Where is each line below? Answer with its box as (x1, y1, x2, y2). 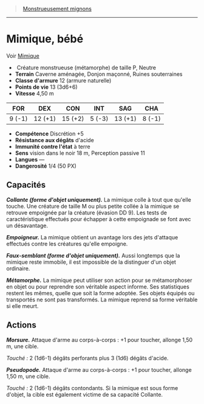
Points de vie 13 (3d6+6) (15, 83, 78, 91)
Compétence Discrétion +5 (15, 130, 84, 137)
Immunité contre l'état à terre (15, 143, 90, 150)
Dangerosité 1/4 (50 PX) (15, 162, 77, 169)
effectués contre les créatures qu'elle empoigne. (6, 240, 128, 247)
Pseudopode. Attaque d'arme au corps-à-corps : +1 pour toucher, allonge (6, 366, 192, 373)
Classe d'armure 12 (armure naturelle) (15, 77, 112, 84)
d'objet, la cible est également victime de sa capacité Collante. (6, 391, 163, 398)
